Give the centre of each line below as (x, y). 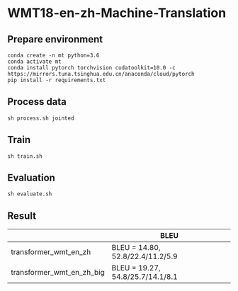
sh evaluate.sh (30, 194)
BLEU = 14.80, (136, 248)
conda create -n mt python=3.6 (53, 55)
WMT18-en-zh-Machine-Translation (117, 13)
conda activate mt (34, 62)
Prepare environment (55, 39)
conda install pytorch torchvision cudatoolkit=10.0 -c (91, 68)
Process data (37, 102)
